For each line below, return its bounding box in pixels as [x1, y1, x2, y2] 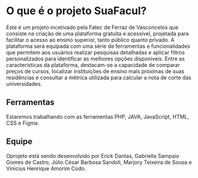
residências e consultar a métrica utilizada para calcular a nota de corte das [6, 74, 191, 81]
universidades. [6, 80, 43, 87]
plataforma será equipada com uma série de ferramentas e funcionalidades [6, 43, 191, 50]
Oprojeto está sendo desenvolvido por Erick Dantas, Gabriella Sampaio [6, 152, 180, 159]
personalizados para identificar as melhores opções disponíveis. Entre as [6, 55, 185, 62]
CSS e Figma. [6, 119, 40, 127]
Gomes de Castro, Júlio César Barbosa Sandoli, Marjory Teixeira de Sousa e [6, 158, 192, 166]
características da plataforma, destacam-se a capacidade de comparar [6, 61, 180, 69]
